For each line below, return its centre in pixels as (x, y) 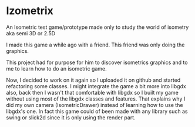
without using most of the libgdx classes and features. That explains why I (96, 99)
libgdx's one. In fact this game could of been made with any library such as (97, 111)
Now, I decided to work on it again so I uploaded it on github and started (93, 80)
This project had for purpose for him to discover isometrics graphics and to (97, 62)
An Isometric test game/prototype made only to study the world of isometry (97, 27)
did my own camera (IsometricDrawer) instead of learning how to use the (95, 105)
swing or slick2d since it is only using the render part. (71, 117)
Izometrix (30, 11)
